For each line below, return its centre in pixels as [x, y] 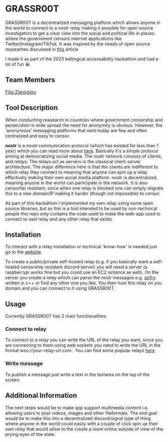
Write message [24, 363]
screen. [13, 380]
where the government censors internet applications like [63, 39]
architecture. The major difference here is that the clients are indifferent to [82, 167]
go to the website [23, 252]
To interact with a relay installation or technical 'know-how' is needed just [81, 247]
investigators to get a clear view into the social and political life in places [80, 33]
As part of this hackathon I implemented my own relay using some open [79, 203]
